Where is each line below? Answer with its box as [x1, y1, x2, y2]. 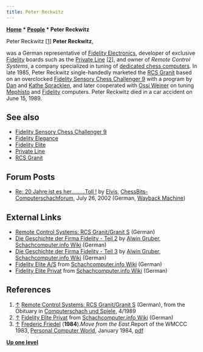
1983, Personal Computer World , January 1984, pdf [15, 326, 144, 334]
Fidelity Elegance [15, 135, 59, 142]
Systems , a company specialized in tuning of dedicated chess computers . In [6, 62, 198, 69]
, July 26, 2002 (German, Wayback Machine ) [73, 194, 186, 202]
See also [6, 112, 40, 122]
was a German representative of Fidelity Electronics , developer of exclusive [6, 49, 196, 57]
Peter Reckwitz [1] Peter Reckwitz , [6, 37, 94, 44]
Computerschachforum [15, 194, 74, 202]
